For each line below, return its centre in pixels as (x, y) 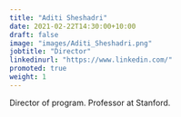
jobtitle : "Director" (50, 52)
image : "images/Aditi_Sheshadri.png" (81, 43)
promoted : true (38, 69)
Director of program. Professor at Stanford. (90, 102)
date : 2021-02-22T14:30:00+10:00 (73, 26)
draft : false (34, 34)
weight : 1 (28, 77)
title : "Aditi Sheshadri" (58, 18)
